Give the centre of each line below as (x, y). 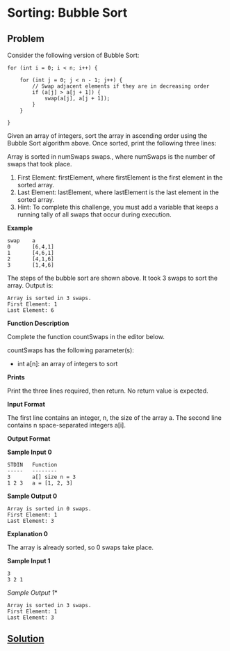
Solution (26, 639)
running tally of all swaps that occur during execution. (94, 214)
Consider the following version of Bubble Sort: (73, 55)
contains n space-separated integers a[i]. (67, 425)
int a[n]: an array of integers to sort (67, 364)
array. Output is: (30, 285)
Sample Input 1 (29, 561)
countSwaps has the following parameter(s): (71, 350)
